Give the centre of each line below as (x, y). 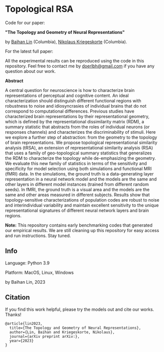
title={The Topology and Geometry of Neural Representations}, (75, 328)
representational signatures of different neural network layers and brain (77, 210)
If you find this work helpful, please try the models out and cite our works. (80, 309)
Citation (18, 298)
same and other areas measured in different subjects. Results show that (78, 195)
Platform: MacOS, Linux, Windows (39, 272)
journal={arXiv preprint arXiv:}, (45, 336)
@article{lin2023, (24, 323)
